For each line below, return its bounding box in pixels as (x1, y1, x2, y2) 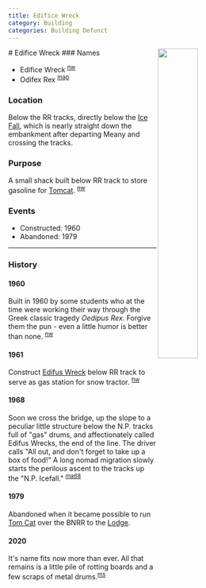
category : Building (8, 19, 73, 27)
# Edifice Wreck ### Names (8, 48, 101, 58)
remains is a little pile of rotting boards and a (8, 562, 154, 572)
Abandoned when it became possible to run (8, 509, 151, 519)
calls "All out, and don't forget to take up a (8, 447, 146, 457)
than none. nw (8, 331, 54, 342)
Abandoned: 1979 (19, 232, 78, 242)
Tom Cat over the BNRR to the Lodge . (8, 517, 131, 527)
